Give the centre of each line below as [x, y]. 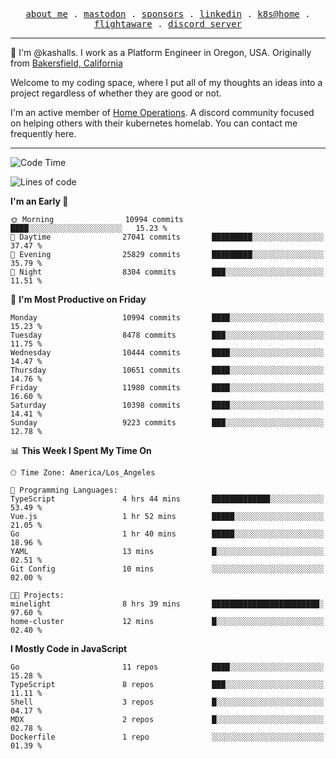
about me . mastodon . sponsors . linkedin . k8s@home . [168, 14]
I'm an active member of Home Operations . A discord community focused [162, 112]
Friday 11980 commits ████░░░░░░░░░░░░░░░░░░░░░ [167, 388]
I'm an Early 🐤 [39, 201]
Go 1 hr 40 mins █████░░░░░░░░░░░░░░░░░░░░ [167, 534]
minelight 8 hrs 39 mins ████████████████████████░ [167, 604]
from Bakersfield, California [66, 63]
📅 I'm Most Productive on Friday [78, 299]
